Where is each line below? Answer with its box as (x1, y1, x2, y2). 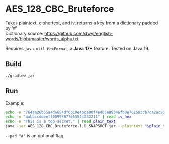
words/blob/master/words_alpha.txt (5, 36, 79, 42)
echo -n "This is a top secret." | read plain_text (5, 119, 116, 124)
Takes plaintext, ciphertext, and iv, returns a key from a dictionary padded (5, 20, 158, 26)
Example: (5, 100, 25, 106)
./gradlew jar (5, 73, 35, 78)
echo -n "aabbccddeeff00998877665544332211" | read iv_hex (5, 114, 132, 119)
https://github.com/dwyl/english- (44, 30, 113, 36)
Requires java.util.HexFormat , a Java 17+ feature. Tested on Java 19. (5, 45, 150, 51)
